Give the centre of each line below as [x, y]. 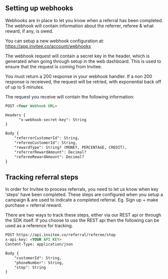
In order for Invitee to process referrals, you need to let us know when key [82, 189]
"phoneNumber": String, [39, 263]
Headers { [16, 115]
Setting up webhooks [39, 8]
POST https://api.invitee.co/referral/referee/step [60, 235]
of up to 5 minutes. [25, 87]
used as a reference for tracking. [39, 226]
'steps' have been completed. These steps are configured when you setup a [84, 195]
